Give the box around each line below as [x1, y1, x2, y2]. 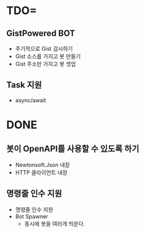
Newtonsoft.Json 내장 [15, 161, 70, 168]
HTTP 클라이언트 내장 [15, 169, 68, 176]
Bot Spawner [15, 212, 48, 220]
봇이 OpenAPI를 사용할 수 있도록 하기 [6, 144, 139, 154]
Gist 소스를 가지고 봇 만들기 [15, 53, 81, 60]
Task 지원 [6, 80, 42, 91]
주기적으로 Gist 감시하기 [15, 45, 73, 52]
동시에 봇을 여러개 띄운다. [24, 220, 86, 227]
